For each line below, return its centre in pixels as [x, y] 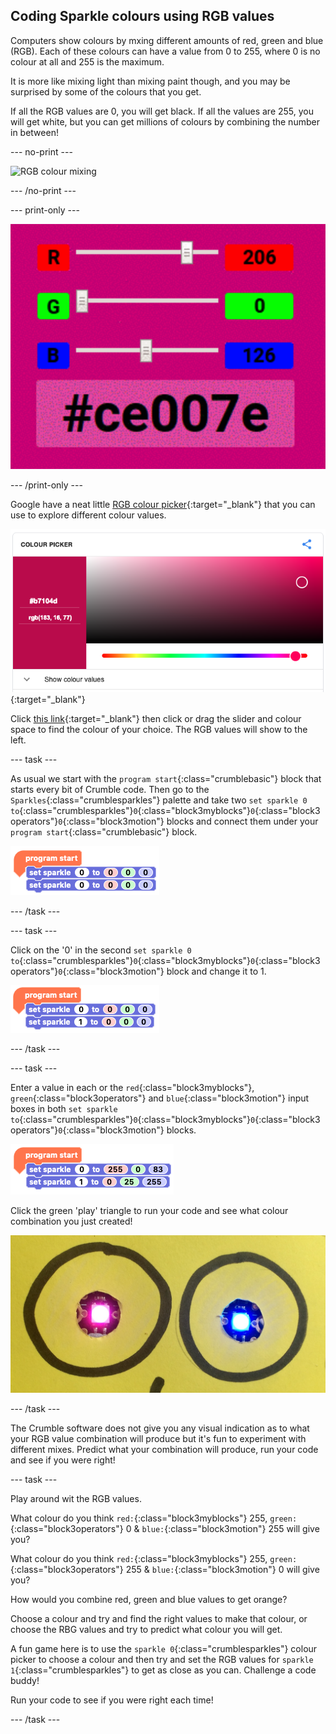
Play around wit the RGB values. [76, 1498]
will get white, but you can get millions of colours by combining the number [165, 121]
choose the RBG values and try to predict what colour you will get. [146, 1629]
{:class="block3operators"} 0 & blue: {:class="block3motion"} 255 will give [165, 1528]
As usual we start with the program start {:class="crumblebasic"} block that [166, 778]
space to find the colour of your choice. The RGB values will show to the [159, 729]
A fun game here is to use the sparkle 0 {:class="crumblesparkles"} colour [164, 1648]
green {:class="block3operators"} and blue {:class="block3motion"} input [160, 1098]
